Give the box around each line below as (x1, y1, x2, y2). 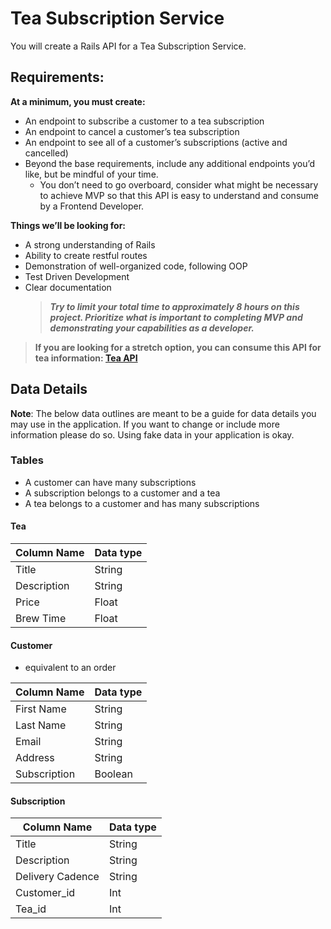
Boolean (94, 767, 133, 781)
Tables (10, 453, 44, 467)
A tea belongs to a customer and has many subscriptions (24, 497, 260, 509)
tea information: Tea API (34, 352, 138, 364)
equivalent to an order (24, 662, 117, 674)
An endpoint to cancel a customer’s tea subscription (24, 125, 240, 137)
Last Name (15, 718, 67, 732)
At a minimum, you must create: (10, 95, 146, 107)
